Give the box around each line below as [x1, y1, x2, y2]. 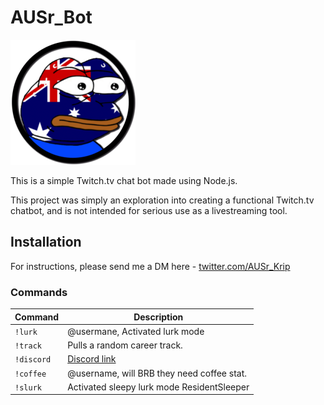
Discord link [67, 353, 117, 365]
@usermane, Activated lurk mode [67, 325, 205, 337]
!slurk [14, 382, 42, 393]
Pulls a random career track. [67, 339, 183, 351]
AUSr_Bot [10, 6, 93, 29]
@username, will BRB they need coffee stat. [67, 367, 247, 379]
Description [133, 311, 184, 323]
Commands [10, 285, 68, 299]
